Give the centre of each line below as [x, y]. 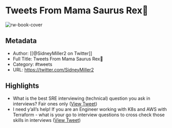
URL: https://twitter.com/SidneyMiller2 [53, 69]
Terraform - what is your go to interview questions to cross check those [89, 115]
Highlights [22, 86]
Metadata [21, 41]
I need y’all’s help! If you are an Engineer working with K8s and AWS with [90, 109]
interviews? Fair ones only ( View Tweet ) [55, 104]
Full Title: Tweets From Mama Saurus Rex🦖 [58, 59]
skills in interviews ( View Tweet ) [47, 120]
